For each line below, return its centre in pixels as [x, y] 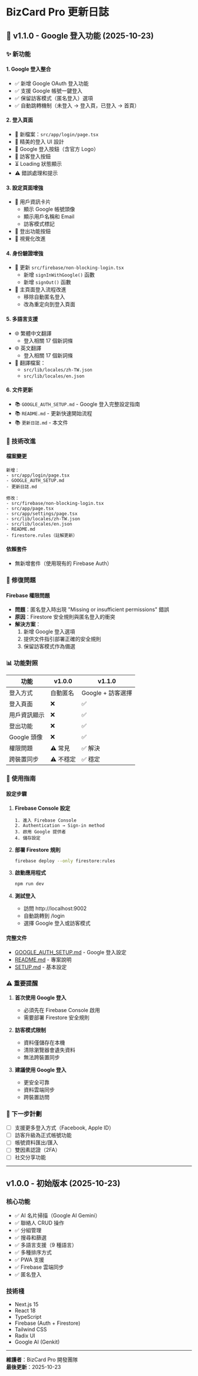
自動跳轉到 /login [44, 916]
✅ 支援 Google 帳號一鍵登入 [48, 91]
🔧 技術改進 [21, 441]
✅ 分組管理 [28, 1230]
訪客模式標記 [39, 224]
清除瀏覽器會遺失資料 [49, 1050]
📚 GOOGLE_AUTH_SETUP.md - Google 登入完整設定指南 [77, 404]
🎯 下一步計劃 [24, 1114]
